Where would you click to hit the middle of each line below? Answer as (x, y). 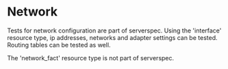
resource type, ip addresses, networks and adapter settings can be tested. (112, 37)
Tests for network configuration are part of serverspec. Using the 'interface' (114, 30)
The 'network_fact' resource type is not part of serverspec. (91, 57)
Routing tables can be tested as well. (59, 45)
